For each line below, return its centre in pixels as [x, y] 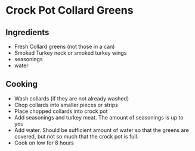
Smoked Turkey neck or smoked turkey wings [70, 53]
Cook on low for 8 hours [44, 143]
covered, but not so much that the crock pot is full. [76, 136]
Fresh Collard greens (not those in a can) [64, 46]
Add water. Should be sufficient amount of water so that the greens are [101, 130]
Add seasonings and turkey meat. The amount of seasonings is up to [99, 117]
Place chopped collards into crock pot [61, 111]
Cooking [22, 84]
